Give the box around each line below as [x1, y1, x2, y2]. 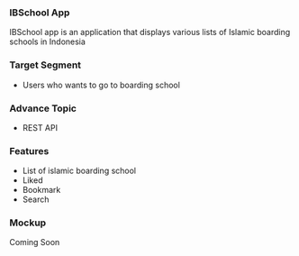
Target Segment [9, 59, 82, 71]
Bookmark [22, 185, 61, 196]
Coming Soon [9, 237, 60, 248]
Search [22, 194, 50, 205]
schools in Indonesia [9, 36, 86, 47]
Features [9, 144, 50, 157]
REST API [22, 122, 59, 133]
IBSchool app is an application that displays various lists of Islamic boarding [9, 27, 291, 38]
